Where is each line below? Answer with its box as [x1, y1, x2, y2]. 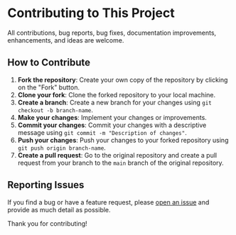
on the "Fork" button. [17, 83, 80, 92]
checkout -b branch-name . [17, 105, 94, 114]
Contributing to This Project [7, 5, 176, 21]
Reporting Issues [7, 179, 85, 191]
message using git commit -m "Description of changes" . [17, 128, 187, 136]
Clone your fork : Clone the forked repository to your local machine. [17, 90, 216, 99]
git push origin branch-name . [17, 143, 107, 152]
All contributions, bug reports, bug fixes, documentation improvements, [7, 28, 217, 37]
